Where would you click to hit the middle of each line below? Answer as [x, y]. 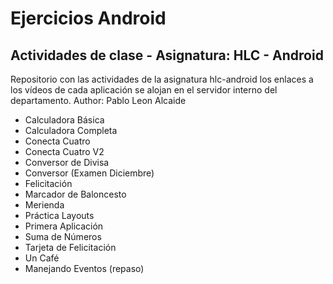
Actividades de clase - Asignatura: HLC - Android [167, 55]
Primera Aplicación [64, 226]
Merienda [44, 205]
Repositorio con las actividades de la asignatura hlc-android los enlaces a [162, 79]
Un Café [42, 258]
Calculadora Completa [71, 130]
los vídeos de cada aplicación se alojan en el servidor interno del [144, 90]
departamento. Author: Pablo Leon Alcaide [98, 100]
